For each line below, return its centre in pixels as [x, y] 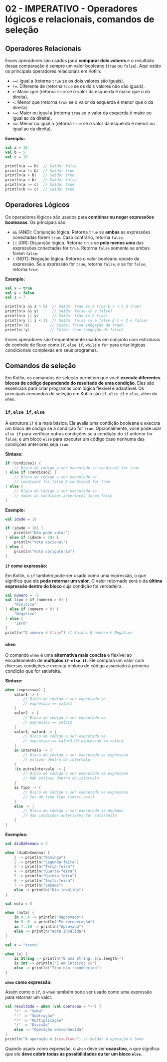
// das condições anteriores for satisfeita [70, 816]
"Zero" [21, 623]
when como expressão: [29, 982]
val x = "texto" [22, 945]
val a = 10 [16, 148]
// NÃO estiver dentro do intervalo [61, 778]
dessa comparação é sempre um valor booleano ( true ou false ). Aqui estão [83, 66]
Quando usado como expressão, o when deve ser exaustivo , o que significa [82, 1048]
